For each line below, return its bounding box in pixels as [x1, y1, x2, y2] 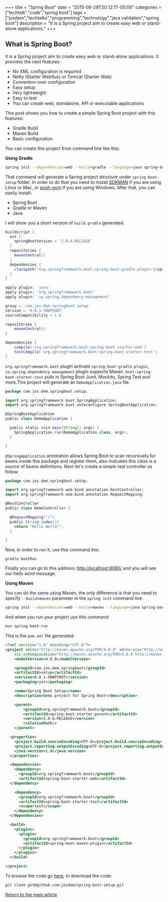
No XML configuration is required [12, 68, 81, 74]
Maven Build [12, 130, 38, 136]
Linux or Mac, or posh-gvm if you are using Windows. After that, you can [5, 184, 155, 190]
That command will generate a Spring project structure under [5, 174, 131, 180]
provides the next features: [5, 59, 61, 65]
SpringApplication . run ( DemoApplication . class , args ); [14, 430, 128, 435]
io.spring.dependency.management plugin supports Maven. [5, 368, 125, 375]
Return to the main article [5, 891, 57, 897]
